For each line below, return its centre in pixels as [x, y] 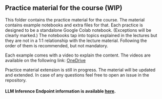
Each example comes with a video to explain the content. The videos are [78, 55]
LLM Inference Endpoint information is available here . [61, 91]
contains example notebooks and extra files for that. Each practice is [74, 25]
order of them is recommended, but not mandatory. [57, 45]
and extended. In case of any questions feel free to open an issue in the [77, 75]
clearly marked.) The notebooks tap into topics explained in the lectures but [81, 35]
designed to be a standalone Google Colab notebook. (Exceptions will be [78, 30]
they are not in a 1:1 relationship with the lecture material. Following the [76, 40]
